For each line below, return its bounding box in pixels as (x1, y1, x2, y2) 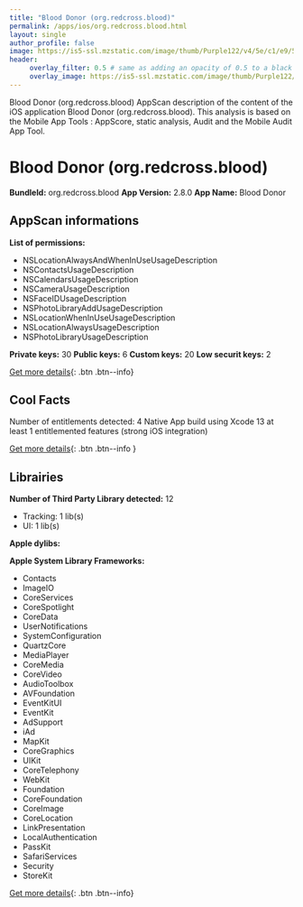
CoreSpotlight (22, 602, 75, 613)
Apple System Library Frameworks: (9, 556, 145, 567)
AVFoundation (22, 688, 75, 699)
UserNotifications (22, 621, 88, 632)
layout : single (9, 30, 67, 39)
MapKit (22, 736, 50, 747)
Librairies (9, 469, 64, 485)
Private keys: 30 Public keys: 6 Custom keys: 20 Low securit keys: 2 (9, 348, 271, 359)
